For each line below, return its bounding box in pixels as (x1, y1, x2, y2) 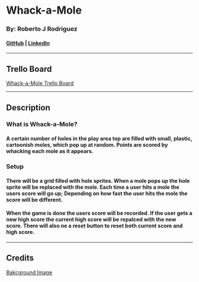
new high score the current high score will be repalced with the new (6, 216, 176, 223)
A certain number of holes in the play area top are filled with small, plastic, (6, 135, 192, 142)
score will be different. (6, 196, 63, 203)
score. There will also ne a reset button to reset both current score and (6, 222, 183, 229)
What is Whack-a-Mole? (6, 120, 78, 128)
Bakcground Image (6, 268, 53, 276)
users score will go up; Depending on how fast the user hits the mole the (6, 189, 188, 197)
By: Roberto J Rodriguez (6, 25, 78, 33)
